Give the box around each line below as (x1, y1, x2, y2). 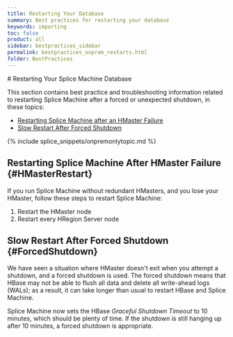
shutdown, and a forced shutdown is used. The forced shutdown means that (7, 272, 226, 280)
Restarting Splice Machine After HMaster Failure (7, 157, 221, 169)
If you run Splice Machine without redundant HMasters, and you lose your (7, 186, 219, 195)
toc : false (7, 29, 39, 37)
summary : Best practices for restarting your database (7, 17, 170, 24)
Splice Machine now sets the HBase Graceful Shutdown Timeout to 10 (7, 307, 208, 315)
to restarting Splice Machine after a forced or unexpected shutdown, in (7, 95, 211, 104)
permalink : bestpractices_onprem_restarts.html (7, 49, 148, 56)
